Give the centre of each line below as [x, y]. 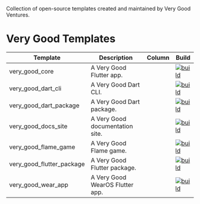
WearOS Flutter [112, 184]
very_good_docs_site [38, 126]
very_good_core [32, 71]
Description [116, 58]
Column [158, 58]
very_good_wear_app [39, 184]
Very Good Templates [61, 39]
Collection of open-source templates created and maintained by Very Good [99, 9]
